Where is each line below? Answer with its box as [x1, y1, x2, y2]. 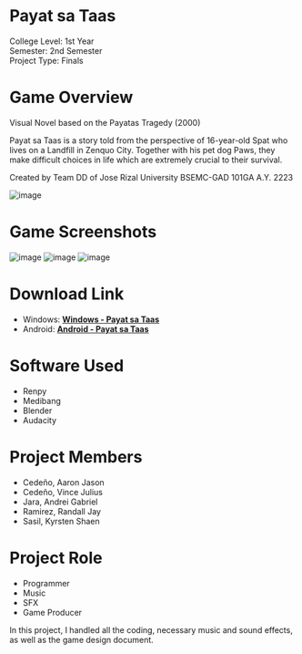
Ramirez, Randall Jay [22, 505, 102, 516]
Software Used [9, 355, 125, 376]
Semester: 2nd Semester [9, 45, 103, 56]
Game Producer [22, 607, 83, 618]
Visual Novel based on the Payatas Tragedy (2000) [9, 117, 201, 128]
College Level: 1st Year [9, 36, 95, 47]
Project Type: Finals [9, 55, 84, 66]
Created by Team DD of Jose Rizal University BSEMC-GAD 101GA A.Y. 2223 [9, 171, 294, 182]
